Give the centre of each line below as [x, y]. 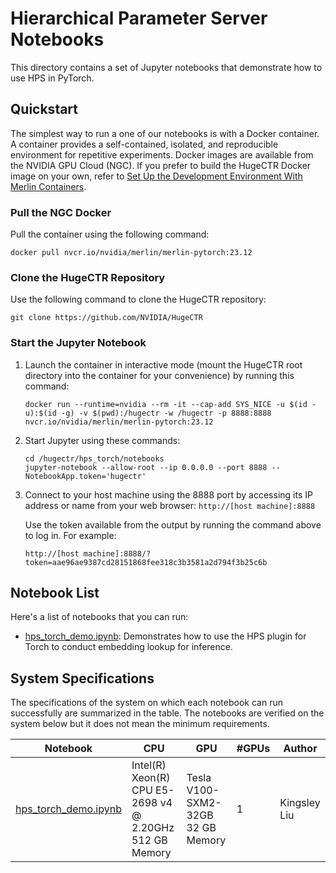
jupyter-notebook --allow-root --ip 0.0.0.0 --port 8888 [146, 467]
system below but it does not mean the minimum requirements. [140, 724]
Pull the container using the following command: [110, 234]
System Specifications [82, 678]
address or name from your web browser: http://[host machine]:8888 [170, 505]
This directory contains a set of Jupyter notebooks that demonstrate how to [166, 67]
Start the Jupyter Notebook [78, 343]
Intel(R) [149, 765]
